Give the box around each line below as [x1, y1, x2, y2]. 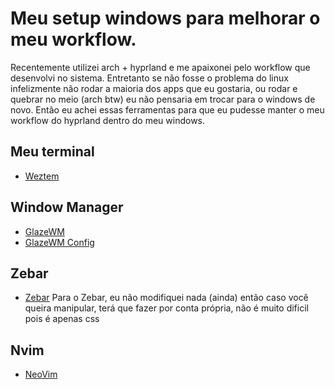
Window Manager [10, 199, 124, 216]
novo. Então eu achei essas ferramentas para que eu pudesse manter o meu [10, 103, 325, 116]
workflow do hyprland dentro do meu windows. [10, 114, 206, 126]
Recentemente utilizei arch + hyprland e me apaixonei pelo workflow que [10, 61, 311, 73]
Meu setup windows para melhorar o [10, 7, 321, 30]
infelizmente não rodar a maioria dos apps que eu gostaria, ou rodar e [10, 82, 298, 94]
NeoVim [24, 368, 58, 381]
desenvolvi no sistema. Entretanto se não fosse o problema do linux [10, 72, 289, 84]
